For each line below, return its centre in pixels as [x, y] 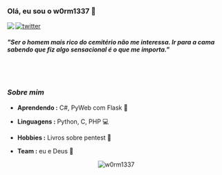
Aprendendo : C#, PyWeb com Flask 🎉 [72, 108]
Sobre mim [26, 92]
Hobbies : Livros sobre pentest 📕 [64, 137]
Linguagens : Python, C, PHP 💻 [63, 122]
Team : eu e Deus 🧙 [45, 151]
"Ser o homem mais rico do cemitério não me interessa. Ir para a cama [111, 42]
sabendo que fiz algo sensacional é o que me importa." [89, 49]
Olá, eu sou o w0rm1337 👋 [52, 11]
